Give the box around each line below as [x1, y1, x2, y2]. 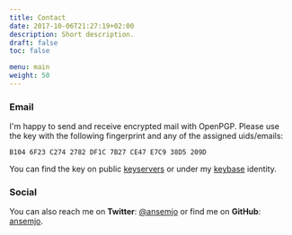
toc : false [9, 47, 50, 56]
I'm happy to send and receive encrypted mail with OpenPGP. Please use [9, 121, 280, 132]
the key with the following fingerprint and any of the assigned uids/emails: [9, 131, 284, 142]
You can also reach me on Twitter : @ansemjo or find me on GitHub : [9, 206, 261, 217]
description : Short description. [9, 30, 135, 39]
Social [9, 186, 38, 198]
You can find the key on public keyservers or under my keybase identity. [9, 163, 277, 175]
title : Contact [9, 13, 66, 22]
